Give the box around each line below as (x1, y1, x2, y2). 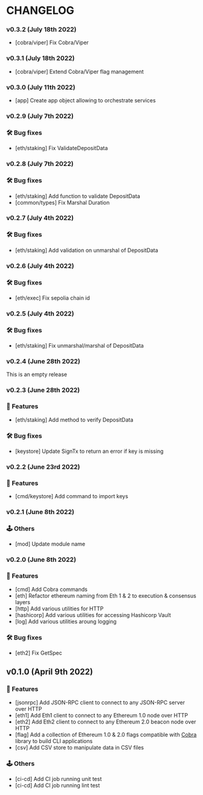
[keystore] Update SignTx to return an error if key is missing (14, 447, 164, 455)
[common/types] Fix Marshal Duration (14, 199, 110, 206)
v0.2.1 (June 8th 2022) (6, 508, 74, 516)
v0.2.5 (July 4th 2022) (6, 309, 74, 318)
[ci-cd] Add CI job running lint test (14, 782, 100, 789)
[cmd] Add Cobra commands (14, 586, 88, 593)
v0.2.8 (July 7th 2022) (6, 160, 74, 168)
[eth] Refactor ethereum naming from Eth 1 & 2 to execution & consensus (14, 592, 196, 599)
